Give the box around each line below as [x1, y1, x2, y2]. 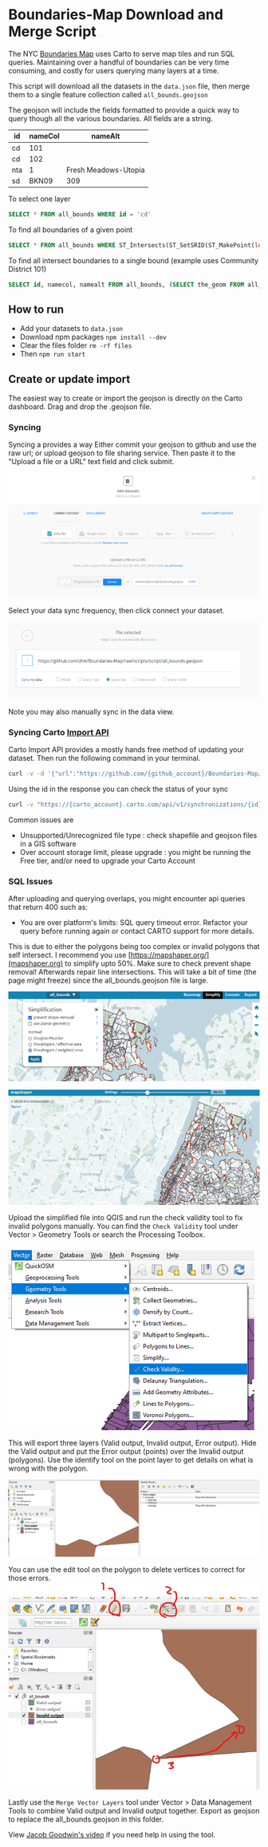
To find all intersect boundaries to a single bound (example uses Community [8, 255, 259, 265]
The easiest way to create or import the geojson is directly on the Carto [8, 393, 243, 404]
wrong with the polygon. [8, 1463, 89, 1473]
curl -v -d [8, 770, 45, 778]
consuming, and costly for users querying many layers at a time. [8, 65, 219, 75]
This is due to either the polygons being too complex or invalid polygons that [8, 942, 260, 951]
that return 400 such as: [8, 903, 88, 912]
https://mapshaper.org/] [130, 951, 210, 960]
